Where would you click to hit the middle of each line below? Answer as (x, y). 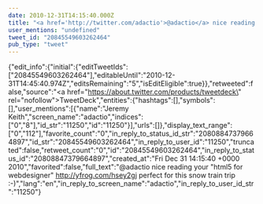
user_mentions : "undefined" (54, 30)
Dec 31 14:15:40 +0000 (202, 158)
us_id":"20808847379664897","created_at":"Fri (86, 158)
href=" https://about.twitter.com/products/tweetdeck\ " (154, 92)
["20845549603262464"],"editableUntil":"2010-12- (92, 75)
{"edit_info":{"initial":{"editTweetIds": (68, 67)
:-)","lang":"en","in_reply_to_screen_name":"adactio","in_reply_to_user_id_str (131, 184)
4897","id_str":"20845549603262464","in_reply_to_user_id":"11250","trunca (131, 142)
